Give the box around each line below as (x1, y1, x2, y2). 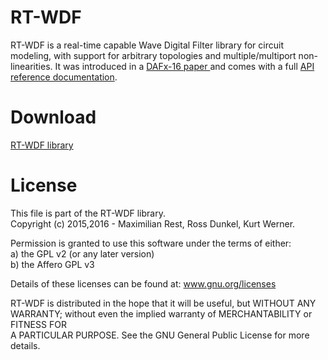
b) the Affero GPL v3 (10, 258, 95, 270)
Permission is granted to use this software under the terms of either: (10, 237, 292, 249)
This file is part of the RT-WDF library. (10, 207, 166, 219)
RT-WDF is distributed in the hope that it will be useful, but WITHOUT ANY (10, 297, 317, 309)
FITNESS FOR (10, 318, 67, 330)
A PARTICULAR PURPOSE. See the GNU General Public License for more (10, 329, 310, 341)
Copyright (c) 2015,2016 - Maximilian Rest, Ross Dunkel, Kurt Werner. (10, 217, 296, 230)
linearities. (10, 60, 53, 72)
